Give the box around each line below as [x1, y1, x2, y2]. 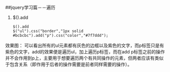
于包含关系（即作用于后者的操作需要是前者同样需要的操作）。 [5, 61, 132, 67]
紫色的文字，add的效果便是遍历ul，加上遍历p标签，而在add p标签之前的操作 [5, 49, 165, 54]
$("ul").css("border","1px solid [12, 29, 84, 34]
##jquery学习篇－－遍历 [5, 5, 56, 10]
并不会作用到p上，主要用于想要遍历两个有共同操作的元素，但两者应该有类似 [5, 55, 164, 61]
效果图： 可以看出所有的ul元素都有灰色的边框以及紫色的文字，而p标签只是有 [5, 42, 164, 48]
